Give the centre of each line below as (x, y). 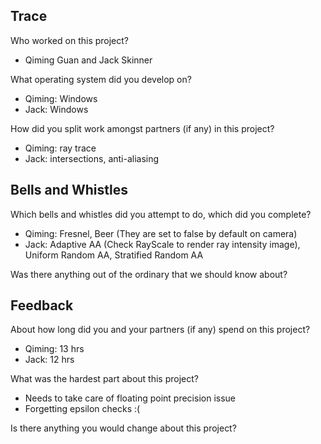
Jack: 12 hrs (49, 360)
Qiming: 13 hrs (54, 349)
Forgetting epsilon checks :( (82, 409)
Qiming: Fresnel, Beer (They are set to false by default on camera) (161, 233)
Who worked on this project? (70, 40)
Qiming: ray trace (60, 148)
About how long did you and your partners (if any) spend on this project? (160, 330)
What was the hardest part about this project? (104, 379)
